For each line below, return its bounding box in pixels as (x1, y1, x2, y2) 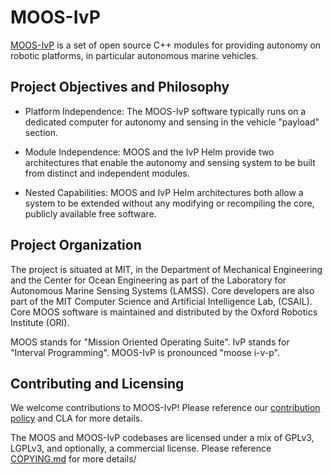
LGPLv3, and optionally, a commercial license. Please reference (10, 442, 272, 455)
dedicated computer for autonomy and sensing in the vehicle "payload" (24, 116, 320, 128)
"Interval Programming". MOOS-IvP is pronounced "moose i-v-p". (10, 346, 280, 358)
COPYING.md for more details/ (10, 453, 137, 465)
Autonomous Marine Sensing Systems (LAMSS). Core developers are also (10, 284, 315, 296)
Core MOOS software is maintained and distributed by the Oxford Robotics (10, 306, 318, 318)
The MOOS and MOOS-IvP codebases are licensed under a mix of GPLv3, (10, 432, 315, 444)
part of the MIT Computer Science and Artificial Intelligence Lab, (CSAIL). (10, 295, 313, 307)
